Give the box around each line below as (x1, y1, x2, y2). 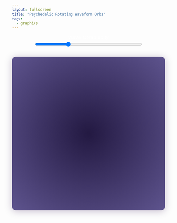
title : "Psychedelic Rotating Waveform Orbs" (12, 12, 106, 17)
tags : (12, 16, 23, 21)
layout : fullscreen (12, 7, 52, 12)
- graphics (16, 20, 38, 26)
